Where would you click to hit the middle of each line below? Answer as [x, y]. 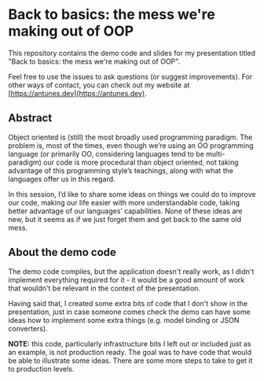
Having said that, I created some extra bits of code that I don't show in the [128, 303]
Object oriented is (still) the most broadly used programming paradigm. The [130, 137]
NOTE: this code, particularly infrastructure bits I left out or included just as [130, 343]
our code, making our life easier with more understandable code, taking [124, 202]
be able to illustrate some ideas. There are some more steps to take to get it [130, 361]
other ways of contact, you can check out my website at [99, 85]
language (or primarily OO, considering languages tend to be [106, 154]
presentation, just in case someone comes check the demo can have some [129, 312]
